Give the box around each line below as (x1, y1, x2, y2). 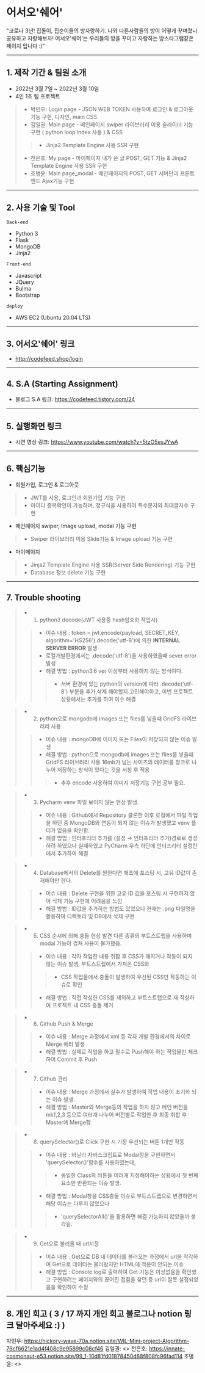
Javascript (15, 272, 42, 279)
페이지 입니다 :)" (6, 42, 45, 49)
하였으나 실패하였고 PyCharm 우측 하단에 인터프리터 (57, 842, 182, 849)
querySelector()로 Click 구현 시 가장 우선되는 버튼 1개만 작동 (39, 1138, 185, 1145)
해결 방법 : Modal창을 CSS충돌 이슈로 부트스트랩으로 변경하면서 (45, 1192, 198, 1200)
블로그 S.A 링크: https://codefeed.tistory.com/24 (15, 396, 135, 403)
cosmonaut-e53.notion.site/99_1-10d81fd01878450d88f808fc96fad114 (6, 1353, 183, 1360)
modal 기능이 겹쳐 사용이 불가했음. (39, 940, 122, 947)
